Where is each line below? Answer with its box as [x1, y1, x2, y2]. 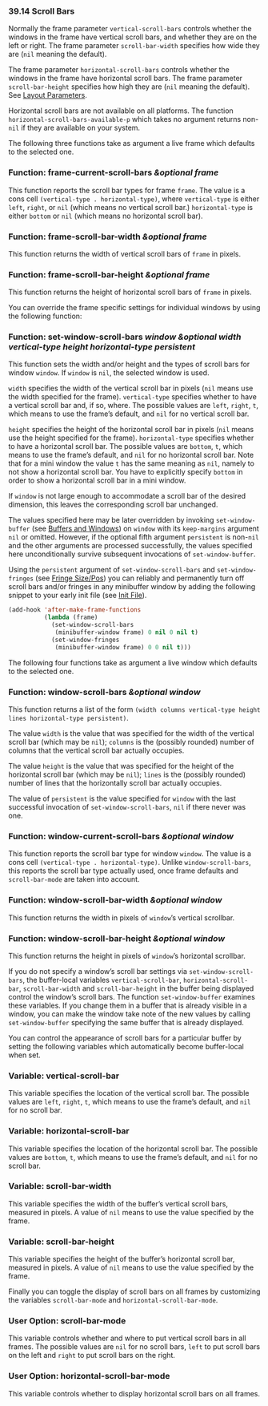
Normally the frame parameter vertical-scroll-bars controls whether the [8, 24, 252, 34]
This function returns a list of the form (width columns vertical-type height [8, 705, 261, 714]
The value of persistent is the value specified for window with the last [8, 794, 236, 803]
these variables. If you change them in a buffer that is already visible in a [8, 1000, 248, 1010]
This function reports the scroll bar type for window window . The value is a [8, 849, 252, 859]
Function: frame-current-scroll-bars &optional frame [8, 167, 219, 178]
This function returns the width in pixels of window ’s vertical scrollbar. [8, 912, 235, 923]
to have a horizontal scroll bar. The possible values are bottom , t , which [8, 442, 243, 451]
